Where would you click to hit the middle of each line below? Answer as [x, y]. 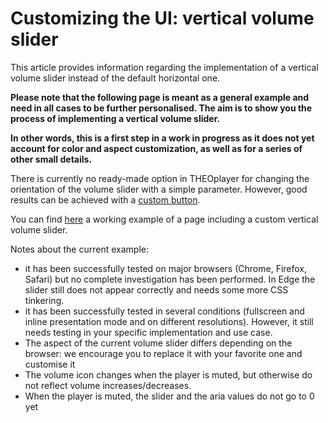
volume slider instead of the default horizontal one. [115, 78]
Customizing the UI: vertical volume [162, 18]
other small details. [51, 159]
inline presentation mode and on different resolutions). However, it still [169, 321]
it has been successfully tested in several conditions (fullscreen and [164, 311]
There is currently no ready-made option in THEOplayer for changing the [160, 178]
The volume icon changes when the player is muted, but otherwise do [168, 374]
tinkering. [44, 300]
